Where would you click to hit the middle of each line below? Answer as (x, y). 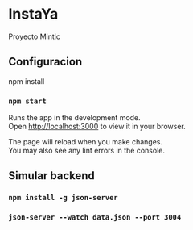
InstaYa (33, 14)
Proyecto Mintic (34, 36)
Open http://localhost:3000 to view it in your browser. (97, 127)
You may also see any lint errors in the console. (86, 151)
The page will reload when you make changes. (86, 142)
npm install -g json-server (63, 198)
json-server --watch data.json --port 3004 (95, 217)
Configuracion (45, 62)
